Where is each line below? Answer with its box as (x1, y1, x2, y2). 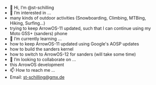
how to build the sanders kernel (9, 46, 74, 52)
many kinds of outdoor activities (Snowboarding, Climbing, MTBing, (9, 15, 146, 21)
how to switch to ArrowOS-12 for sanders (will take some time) (9, 51, 136, 57)
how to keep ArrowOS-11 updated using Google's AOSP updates (9, 41, 139, 46)
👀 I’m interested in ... (9, 10, 51, 16)
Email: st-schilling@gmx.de (9, 74, 65, 80)
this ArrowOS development (9, 62, 65, 67)
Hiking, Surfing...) (9, 20, 45, 26)
